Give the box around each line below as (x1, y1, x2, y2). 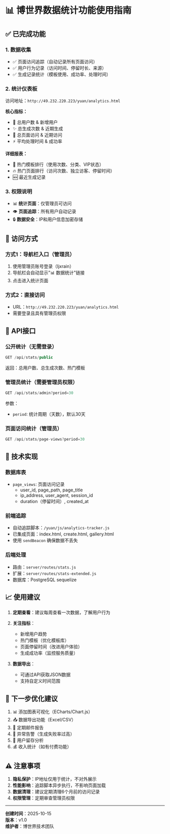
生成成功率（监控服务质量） (20, 650, 78, 656)
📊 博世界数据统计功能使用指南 (5, 5, 132, 16)
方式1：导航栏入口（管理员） (5, 251, 75, 258)
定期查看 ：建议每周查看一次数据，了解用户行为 (12, 610, 110, 616)
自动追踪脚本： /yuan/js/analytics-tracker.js (12, 525, 110, 531)
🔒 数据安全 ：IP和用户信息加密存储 (12, 216, 83, 222)
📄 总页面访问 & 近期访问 (12, 132, 62, 138)
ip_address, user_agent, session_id (20, 492, 94, 498)
